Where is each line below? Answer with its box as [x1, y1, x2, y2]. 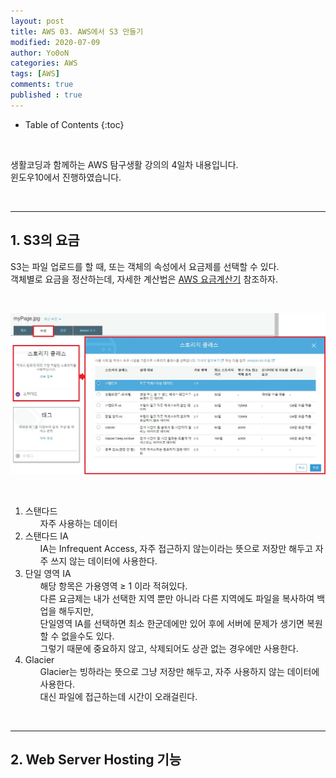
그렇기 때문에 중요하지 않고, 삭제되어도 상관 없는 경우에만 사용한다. [39, 642, 299, 654]
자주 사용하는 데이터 [39, 517, 118, 529]
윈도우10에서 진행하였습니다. [10, 171, 122, 183]
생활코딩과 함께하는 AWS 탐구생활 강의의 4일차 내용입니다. [10, 158, 239, 170]
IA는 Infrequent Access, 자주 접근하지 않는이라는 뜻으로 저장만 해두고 [39, 542, 313, 554]
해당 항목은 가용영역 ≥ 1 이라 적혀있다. [39, 580, 188, 592]
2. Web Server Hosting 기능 [10, 751, 182, 769]
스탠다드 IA [24, 530, 69, 542]
